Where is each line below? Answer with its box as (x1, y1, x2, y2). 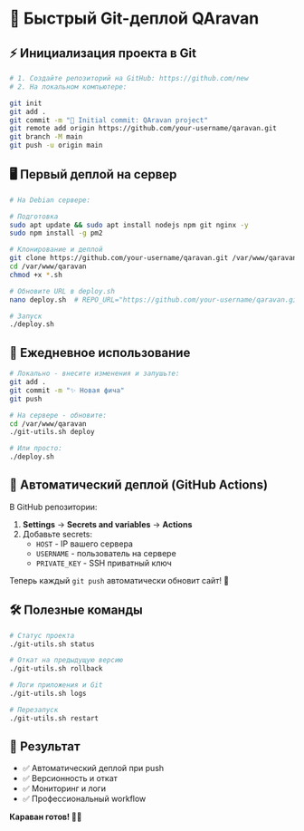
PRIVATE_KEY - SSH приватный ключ (35, 557, 172, 568)
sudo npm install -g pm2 (9, 228, 103, 238)
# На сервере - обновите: (9, 411, 107, 420)
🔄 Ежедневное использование (9, 344, 191, 361)
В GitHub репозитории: (9, 501, 98, 512)
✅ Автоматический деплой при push (22, 763, 165, 774)
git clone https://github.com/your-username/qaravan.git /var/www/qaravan (9, 254, 298, 263)
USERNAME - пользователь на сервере (35, 547, 176, 558)
